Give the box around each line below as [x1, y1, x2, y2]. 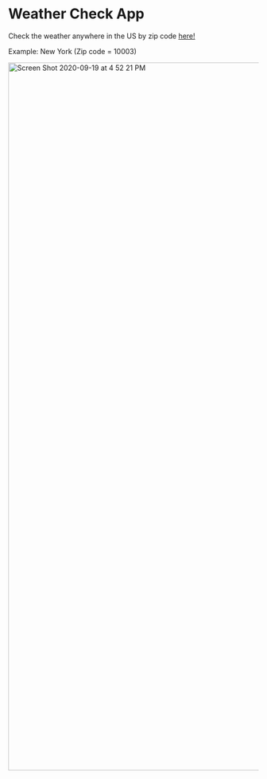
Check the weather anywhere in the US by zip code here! [8, 31, 196, 41]
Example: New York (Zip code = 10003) [8, 46, 137, 56]
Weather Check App [8, 5, 145, 23]
